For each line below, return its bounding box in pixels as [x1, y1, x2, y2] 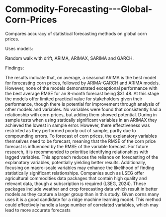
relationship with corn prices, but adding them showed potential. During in [5, 111, 157, 118]
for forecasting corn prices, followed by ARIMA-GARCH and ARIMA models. [5, 80, 160, 86]
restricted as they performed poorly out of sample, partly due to [5, 127, 136, 133]
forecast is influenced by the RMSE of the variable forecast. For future [5, 143, 149, 149]
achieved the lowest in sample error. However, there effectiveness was [5, 122, 150, 128]
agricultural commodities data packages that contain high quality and [5, 175, 147, 181]
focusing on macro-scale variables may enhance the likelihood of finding [5, 165, 155, 171]
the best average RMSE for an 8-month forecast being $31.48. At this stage [5, 90, 160, 96]
